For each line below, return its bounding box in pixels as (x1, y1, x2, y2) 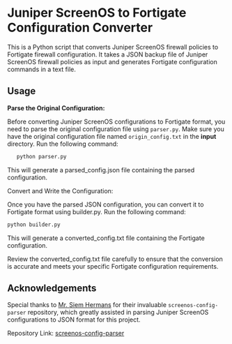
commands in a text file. (7, 65, 77, 73)
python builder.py (7, 221, 61, 228)
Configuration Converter (7, 20, 153, 36)
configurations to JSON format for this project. (7, 315, 141, 324)
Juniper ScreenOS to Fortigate (7, 5, 187, 21)
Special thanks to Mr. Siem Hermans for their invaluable (7, 301, 167, 309)
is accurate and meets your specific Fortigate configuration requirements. (7, 262, 219, 270)
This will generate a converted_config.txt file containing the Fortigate (7, 234, 206, 242)
